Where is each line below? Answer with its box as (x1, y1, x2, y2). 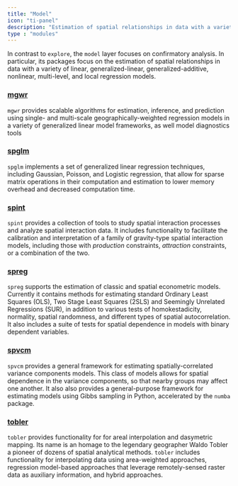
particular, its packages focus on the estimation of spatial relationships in (7, 57, 221, 66)
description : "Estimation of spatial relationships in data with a (7, 23, 211, 30)
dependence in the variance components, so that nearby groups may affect (7, 376, 228, 385)
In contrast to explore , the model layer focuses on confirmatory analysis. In (7, 50, 225, 58)
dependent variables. (7, 327, 69, 337)
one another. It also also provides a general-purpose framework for (7, 384, 204, 392)
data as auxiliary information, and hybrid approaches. (7, 470, 164, 479)
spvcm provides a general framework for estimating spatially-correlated (7, 361, 214, 370)
